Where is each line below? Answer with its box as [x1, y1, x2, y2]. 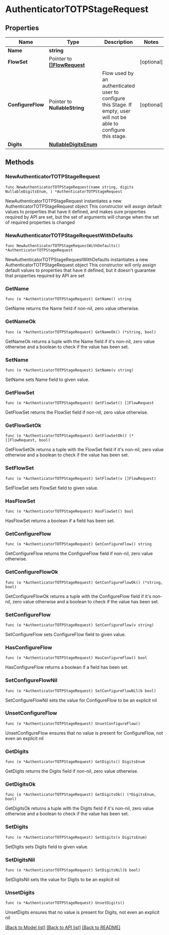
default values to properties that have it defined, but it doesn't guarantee [5, 267, 156, 273]
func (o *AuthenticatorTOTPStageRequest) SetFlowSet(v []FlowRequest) [5, 476, 156, 481]
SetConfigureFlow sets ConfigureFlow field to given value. [5, 631, 126, 637]
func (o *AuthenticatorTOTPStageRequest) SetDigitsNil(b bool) [5, 868, 141, 873]
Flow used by [102, 70, 134, 77]
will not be [102, 114, 127, 120]
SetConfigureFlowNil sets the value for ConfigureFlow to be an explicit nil [5, 697, 157, 703]
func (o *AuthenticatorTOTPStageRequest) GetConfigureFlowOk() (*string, [5, 580, 163, 585]
